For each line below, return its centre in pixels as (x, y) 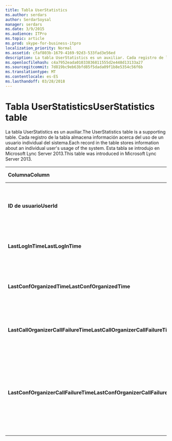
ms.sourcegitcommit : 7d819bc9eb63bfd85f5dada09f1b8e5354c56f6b (74, 67)
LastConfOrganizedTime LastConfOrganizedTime (69, 286)
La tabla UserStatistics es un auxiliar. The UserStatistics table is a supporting (85, 131)
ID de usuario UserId (33, 206)
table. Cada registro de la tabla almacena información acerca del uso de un (84, 137)
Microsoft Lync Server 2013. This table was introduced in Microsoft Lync (81, 153)
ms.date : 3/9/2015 (25, 29)
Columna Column (29, 174)
